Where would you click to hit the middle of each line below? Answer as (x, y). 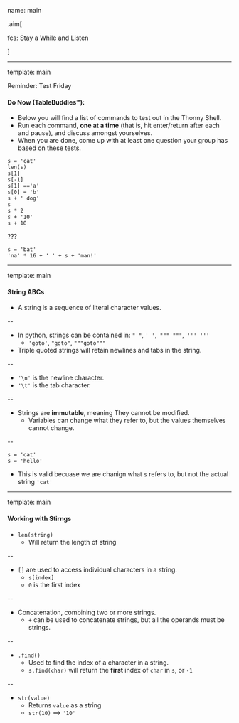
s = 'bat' (22, 250)
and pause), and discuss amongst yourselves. (85, 133)
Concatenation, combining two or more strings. (87, 612)
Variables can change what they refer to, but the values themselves (127, 421)
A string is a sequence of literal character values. (89, 308)
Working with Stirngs (39, 519)
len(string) (35, 535)
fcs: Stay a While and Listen (48, 38)
